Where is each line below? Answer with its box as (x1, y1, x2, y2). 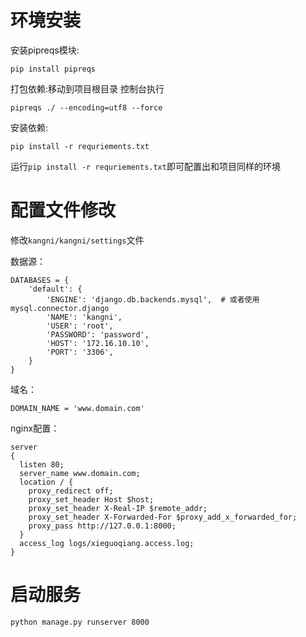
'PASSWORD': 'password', (46, 329, 150, 340)
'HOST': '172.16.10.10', (46, 338, 150, 348)
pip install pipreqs (10, 64, 97, 74)
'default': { (28, 284, 83, 294)
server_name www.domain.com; (19, 468, 141, 478)
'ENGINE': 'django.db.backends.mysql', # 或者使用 (46, 294, 260, 305)
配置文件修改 (10, 199, 117, 222)
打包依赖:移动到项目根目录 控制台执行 (10, 82, 165, 95)
